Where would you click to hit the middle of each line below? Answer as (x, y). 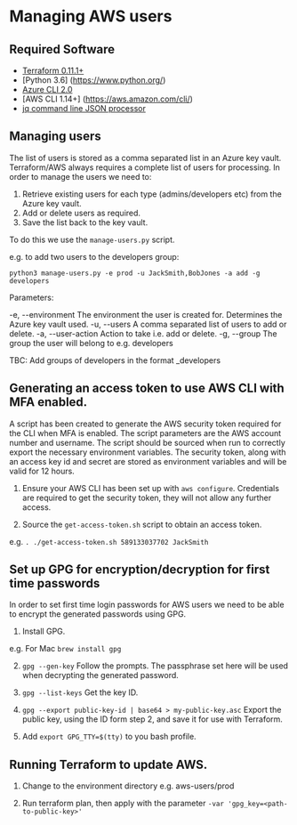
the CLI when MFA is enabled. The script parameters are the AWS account (145, 433)
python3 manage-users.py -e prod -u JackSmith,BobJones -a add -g (135, 273)
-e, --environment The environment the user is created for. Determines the (146, 314)
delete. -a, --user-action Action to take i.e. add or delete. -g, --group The (143, 333)
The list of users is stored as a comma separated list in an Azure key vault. (145, 158)
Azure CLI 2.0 (47, 89)
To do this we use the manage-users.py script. (92, 239)
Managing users (55, 137)
